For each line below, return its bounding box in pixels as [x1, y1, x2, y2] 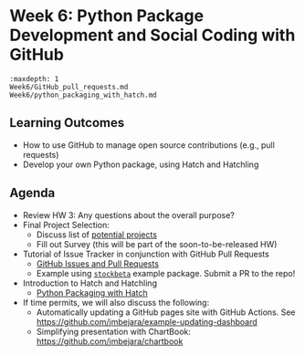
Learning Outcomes [9, 115, 125, 131]
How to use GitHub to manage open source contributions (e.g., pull [22, 139, 276, 151]
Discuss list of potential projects [36, 229, 158, 240]
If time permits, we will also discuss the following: [22, 297, 210, 308]
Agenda [9, 185, 56, 201]
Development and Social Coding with [9, 25, 296, 46]
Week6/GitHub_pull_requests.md [9, 82, 129, 91]
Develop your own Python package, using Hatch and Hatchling [22, 159, 259, 170]
